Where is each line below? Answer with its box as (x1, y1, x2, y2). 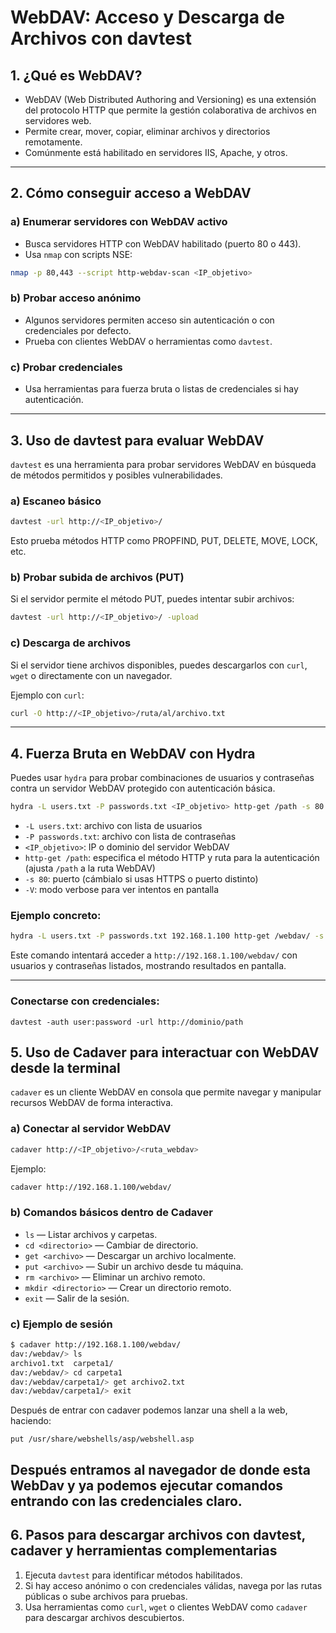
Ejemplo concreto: (10, 909, 102, 923)
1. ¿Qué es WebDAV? (10, 67, 143, 84)
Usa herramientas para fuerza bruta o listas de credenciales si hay (24, 383, 299, 395)
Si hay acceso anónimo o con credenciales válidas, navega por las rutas (24, 1579, 323, 1591)
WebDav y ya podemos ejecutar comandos (10, 1477, 284, 1494)
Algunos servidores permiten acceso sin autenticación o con (24, 314, 275, 326)
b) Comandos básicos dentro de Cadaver (10, 1206, 213, 1220)
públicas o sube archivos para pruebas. (24, 1590, 188, 1602)
